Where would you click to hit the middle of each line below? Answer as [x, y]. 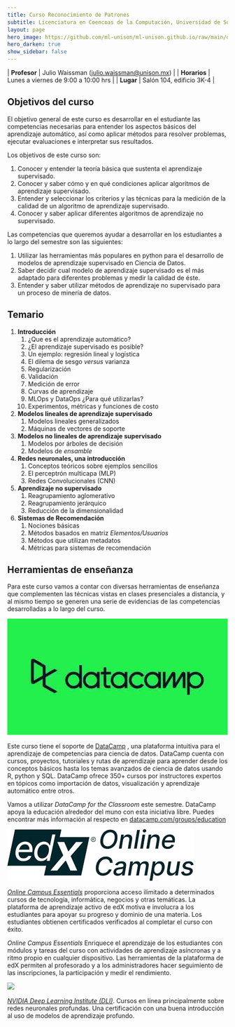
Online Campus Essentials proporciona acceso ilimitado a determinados [111, 892]
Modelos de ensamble [60, 451]
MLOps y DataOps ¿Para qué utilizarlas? [86, 398]
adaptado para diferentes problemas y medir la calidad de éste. [109, 278]
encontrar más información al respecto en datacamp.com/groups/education [117, 819]
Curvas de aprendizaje [60, 391]
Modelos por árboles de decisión [76, 443]
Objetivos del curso [51, 102]
